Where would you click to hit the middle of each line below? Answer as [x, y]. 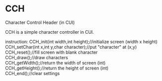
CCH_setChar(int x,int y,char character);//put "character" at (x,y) [71, 47]
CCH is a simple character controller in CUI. [50, 32]
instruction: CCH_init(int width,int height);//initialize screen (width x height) [81, 41]
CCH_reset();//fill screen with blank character [52, 52]
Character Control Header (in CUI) [40, 22]
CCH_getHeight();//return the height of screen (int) [57, 68]
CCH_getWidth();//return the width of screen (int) [55, 63]
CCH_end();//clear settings [32, 73]
